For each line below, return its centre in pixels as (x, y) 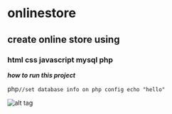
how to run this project (42, 75)
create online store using (64, 40)
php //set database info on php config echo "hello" (86, 89)
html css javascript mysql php (60, 60)
